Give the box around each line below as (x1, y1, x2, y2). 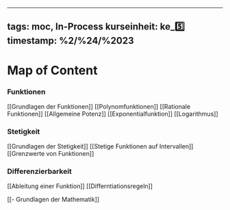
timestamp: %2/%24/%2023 (7, 35, 134, 47)
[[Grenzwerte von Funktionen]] (7, 150, 94, 158)
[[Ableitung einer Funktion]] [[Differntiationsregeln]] (7, 182, 153, 190)
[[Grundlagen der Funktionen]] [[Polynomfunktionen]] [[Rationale (7, 102, 190, 110)
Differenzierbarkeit (7, 167, 72, 176)
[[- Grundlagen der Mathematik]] (7, 196, 100, 204)
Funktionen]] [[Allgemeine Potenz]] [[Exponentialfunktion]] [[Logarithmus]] (7, 109, 218, 118)
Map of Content (7, 62, 98, 78)
